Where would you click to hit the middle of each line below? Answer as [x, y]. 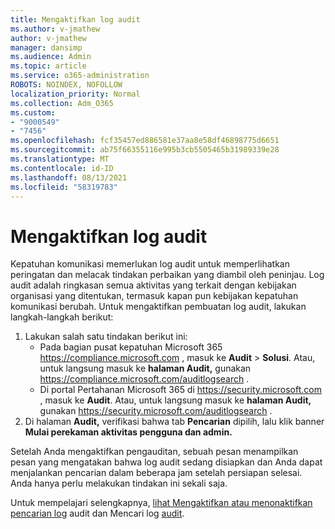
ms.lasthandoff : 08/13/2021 [69, 177]
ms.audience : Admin [51, 57]
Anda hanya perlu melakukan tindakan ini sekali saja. [119, 483]
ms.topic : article [48, 66]
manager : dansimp [46, 47]
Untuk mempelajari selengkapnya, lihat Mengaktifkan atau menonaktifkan [161, 503]
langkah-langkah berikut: [62, 317]
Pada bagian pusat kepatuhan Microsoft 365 [131, 347]
